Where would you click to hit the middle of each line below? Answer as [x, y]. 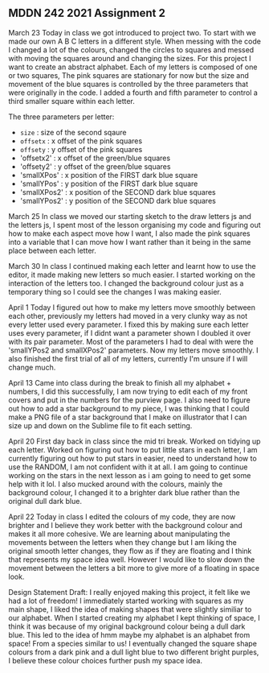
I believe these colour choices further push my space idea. [106, 660]
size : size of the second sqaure [73, 132]
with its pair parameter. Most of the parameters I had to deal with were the [131, 341]
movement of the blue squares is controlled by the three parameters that [128, 84]
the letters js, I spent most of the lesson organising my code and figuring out [134, 225]
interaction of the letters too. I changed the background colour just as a [126, 283]
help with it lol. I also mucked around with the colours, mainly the [116, 484]
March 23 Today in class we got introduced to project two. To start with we [132, 32]
